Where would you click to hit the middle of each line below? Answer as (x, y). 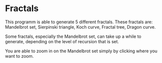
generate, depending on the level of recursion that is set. (62, 41)
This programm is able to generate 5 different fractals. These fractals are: (79, 22)
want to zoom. (20, 56)
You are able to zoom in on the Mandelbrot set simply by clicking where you (81, 51)
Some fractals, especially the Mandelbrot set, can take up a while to (73, 36)
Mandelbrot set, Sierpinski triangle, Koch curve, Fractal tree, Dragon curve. (81, 27)
